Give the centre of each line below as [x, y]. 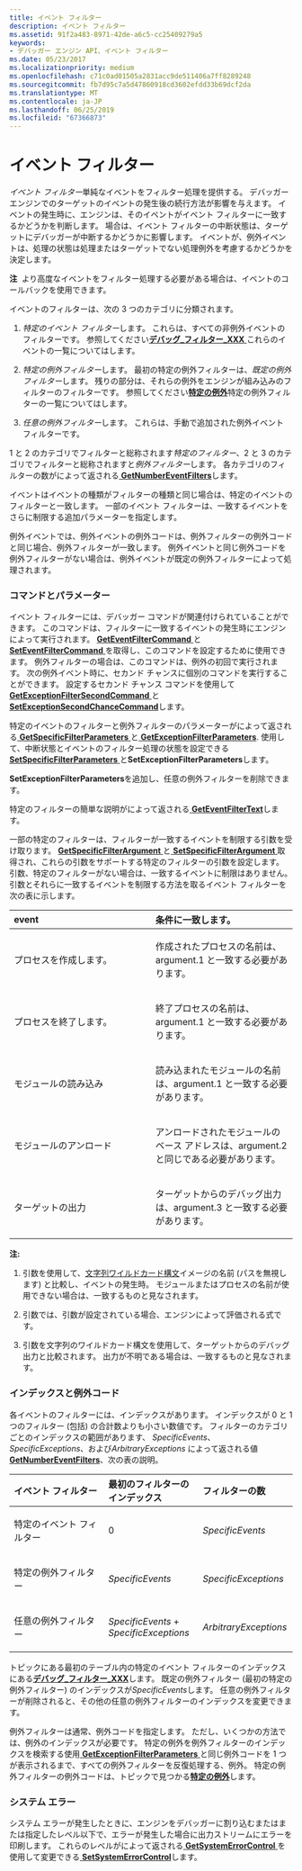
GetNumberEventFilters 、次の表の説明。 [86, 1460]
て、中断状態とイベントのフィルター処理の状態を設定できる [119, 749]
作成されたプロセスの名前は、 [219, 947]
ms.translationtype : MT [54, 93]
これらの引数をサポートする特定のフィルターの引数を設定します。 [163, 862]
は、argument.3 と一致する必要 [222, 1208]
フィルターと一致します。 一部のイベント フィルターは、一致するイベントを [149, 506]
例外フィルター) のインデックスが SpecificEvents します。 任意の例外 [134, 1689]
